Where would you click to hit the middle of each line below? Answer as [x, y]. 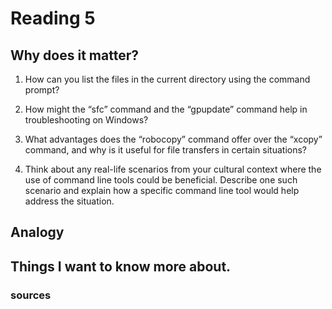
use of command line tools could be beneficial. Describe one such [161, 180]
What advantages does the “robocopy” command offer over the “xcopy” [173, 139]
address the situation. [69, 201]
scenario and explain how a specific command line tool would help [162, 190]
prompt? [42, 90]
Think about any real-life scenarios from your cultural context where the [173, 169]
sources [31, 295]
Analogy [37, 232]
